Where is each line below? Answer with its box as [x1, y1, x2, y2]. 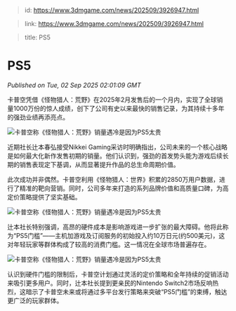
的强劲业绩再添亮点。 [7, 112, 69, 121]
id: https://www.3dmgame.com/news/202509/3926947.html [24, 6, 199, 14]
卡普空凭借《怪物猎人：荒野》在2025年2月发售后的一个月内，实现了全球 [7, 95, 217, 104]
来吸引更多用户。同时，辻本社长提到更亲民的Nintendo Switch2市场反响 [7, 279, 213, 287]
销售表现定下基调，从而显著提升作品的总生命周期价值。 [19, 160, 180, 168]
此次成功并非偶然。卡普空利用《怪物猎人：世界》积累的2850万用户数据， [7, 175, 220, 183]
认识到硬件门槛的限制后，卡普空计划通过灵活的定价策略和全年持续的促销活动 [7, 270, 229, 278]
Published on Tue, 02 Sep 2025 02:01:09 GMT [7, 81, 142, 89]
